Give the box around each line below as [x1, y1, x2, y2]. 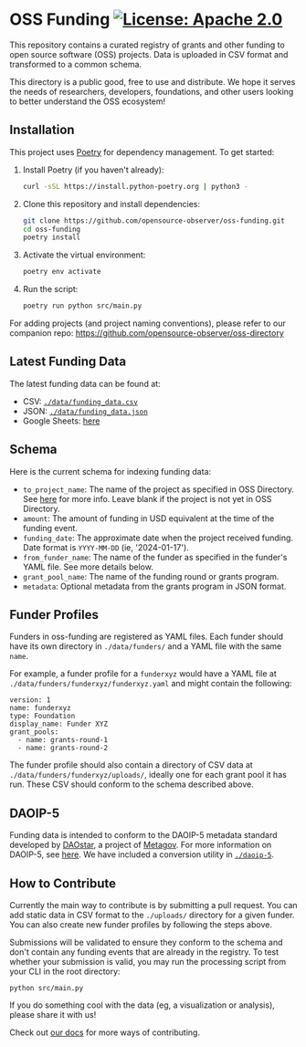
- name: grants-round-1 [17, 736, 108, 745]
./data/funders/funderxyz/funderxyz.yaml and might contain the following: [9, 678, 292, 689]
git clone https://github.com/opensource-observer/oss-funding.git [22, 215, 285, 225]
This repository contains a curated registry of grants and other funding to [9, 39, 285, 50]
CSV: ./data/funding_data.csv [22, 395, 139, 406]
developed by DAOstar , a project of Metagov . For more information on [9, 840, 272, 851]
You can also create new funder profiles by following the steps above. [9, 919, 272, 930]
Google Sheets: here [22, 415, 100, 426]
